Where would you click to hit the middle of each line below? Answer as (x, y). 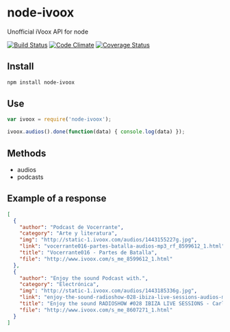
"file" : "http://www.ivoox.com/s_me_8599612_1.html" (96, 259)
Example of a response (57, 199)
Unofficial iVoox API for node (48, 32)
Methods (27, 153)
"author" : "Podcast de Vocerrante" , (72, 227)
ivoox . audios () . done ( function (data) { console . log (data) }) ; (96, 132)
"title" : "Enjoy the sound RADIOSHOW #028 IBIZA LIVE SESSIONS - (115, 304)
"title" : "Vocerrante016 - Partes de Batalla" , (88, 253)
